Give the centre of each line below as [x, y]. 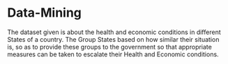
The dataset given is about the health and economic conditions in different [114, 32]
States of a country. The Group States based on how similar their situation [113, 39]
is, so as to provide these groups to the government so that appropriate [110, 47]
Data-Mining [45, 13]
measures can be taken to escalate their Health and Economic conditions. [113, 54]
